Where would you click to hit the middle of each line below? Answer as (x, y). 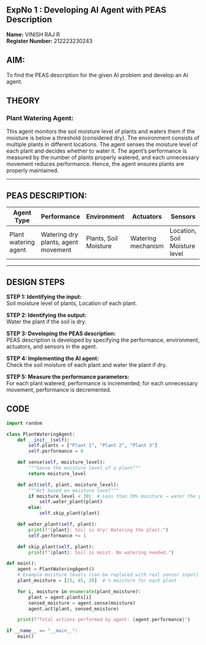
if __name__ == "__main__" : (42, 631)
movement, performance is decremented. (59, 390)
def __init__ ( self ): (44, 440)
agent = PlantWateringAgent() (56, 569)
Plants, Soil (102, 238)
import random (25, 423)
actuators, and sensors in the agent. (52, 346)
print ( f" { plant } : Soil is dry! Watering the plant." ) (98, 530)
